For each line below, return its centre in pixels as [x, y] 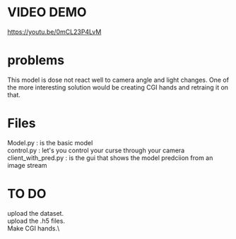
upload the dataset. [36, 213]
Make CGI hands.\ [34, 228]
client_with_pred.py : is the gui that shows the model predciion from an [110, 158]
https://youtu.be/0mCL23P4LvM [54, 32]
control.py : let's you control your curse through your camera [96, 150]
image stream [27, 165]
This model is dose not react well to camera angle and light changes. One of [118, 80]
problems [36, 60]
